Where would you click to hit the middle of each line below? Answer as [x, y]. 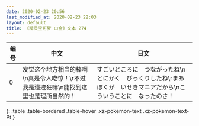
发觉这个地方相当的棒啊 [55, 70]
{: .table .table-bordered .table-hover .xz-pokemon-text [74, 111]
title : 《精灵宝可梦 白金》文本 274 [46, 28]
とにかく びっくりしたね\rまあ [141, 79]
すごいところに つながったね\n [141, 70]
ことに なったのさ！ [145, 96]
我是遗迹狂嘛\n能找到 [52, 88]
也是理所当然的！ [52, 96]
